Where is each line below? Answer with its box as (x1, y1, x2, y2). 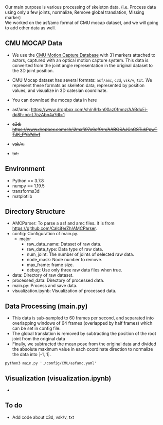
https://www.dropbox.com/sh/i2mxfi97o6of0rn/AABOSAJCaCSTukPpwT (12, 126, 158, 132)
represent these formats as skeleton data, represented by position (12, 82, 145, 88)
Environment (5, 165, 45, 173)
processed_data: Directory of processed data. (12, 277, 105, 283)
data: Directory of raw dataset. (12, 272, 74, 278)
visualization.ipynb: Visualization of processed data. (12, 288, 117, 294)
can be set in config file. (12, 325, 61, 332)
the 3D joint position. (12, 67, 54, 73)
